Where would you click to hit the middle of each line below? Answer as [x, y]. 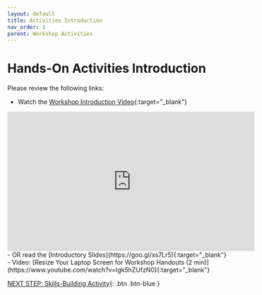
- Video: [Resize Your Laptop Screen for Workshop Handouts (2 [100, 262]
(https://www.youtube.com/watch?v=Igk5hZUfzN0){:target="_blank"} [109, 270]
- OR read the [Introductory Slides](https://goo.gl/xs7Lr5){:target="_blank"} [117, 255]
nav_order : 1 [26, 27]
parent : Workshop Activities [50, 34]
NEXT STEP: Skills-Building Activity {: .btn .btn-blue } [84, 284]
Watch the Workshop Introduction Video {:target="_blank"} [102, 102]
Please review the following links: [56, 88]
